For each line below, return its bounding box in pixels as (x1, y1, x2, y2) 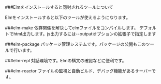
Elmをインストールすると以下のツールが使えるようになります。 (5, 15, 131, 20)
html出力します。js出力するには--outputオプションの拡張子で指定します (13, 31, 156, 36)
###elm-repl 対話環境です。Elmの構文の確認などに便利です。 (5, 58, 127, 63)
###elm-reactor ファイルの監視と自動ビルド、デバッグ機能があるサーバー (5, 68, 152, 74)
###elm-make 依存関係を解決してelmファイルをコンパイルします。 (5, 25, 139, 31)
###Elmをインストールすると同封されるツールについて (5, 4, 114, 10)
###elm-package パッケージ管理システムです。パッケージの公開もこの (5, 41, 146, 47)
